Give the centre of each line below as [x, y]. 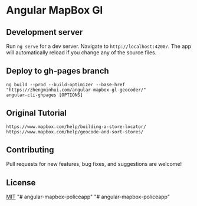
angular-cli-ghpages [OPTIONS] [45, 95]
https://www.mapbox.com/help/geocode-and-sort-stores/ [75, 132]
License [21, 183]
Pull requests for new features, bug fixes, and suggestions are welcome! [94, 164]
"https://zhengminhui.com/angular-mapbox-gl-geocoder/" [76, 90]
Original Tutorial [36, 113]
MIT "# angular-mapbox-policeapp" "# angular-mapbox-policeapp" [88, 197]
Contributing [30, 150]
